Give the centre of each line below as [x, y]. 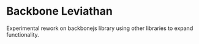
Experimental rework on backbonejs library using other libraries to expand [100, 28]
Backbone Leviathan [60, 11]
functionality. [23, 34]
